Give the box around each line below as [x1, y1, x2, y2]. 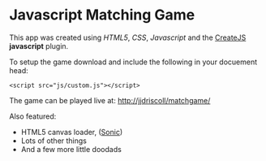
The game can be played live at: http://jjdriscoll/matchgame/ [9, 95, 211, 105]
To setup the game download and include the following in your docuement [9, 57, 258, 67]
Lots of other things [20, 136, 88, 146]
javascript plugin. [9, 41, 69, 50]
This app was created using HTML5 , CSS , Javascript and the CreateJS [9, 33, 247, 42]
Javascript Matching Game [9, 6, 195, 24]
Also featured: [9, 111, 57, 121]
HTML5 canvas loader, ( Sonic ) [20, 127, 123, 137]
